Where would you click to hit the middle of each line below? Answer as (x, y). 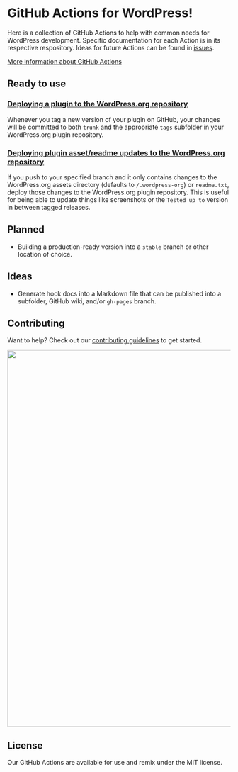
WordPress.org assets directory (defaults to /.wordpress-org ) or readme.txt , (118, 184)
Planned (26, 229)
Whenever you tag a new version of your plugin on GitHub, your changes (114, 119)
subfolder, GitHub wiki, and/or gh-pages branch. (87, 301)
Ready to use (37, 84)
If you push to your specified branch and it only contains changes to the (112, 177)
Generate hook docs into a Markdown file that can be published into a (119, 293)
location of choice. (45, 254)
